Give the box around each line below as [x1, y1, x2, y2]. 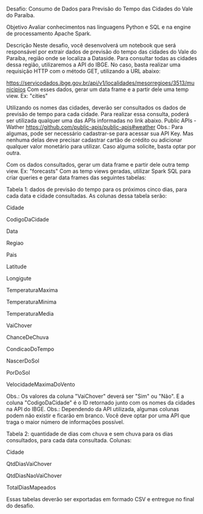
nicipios [6, 86, 26, 93]
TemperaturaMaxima [6, 287, 58, 294]
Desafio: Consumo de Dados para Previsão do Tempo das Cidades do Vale [6, 5, 193, 12]
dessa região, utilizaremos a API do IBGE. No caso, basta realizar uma [6, 61, 181, 68]
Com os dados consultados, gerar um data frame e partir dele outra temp [6, 161, 190, 168]
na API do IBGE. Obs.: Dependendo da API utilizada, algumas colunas [6, 406, 179, 412]
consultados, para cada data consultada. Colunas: [6, 437, 132, 443]
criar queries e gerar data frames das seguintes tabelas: [6, 174, 147, 181]
